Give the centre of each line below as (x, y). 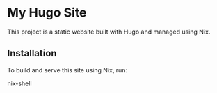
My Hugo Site (47, 13)
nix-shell (20, 83)
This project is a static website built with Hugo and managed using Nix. (109, 32)
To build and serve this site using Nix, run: (67, 70)
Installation (32, 53)
